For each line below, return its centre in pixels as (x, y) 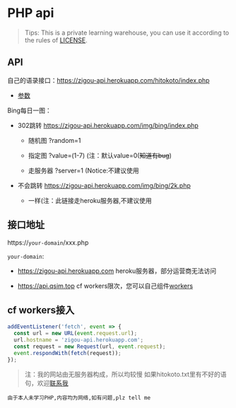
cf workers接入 (41, 310)
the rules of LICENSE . (56, 40)
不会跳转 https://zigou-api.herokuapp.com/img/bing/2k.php (104, 185)
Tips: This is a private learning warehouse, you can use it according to (127, 33)
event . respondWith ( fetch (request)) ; (67, 353)
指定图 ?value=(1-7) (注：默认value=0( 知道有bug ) (100, 155)
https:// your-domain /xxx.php (48, 243)
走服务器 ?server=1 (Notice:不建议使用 (83, 170)
